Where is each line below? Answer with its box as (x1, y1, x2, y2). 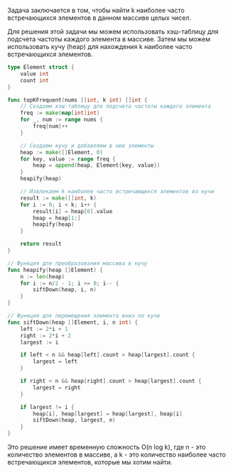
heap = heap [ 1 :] (33, 214, 81, 222)
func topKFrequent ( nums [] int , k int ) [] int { (7, 96, 148, 104)
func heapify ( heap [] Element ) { (7, 266, 103, 273)
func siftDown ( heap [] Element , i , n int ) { (7, 319, 139, 326)
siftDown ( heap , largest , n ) (33, 417, 116, 424)
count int (20, 77, 50, 84)
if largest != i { (20, 403, 75, 411)
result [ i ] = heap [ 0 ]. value (33, 207, 113, 215)
